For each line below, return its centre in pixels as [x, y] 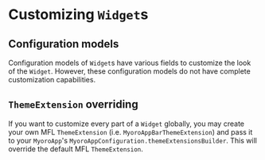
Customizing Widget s [78, 15]
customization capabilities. [52, 80]
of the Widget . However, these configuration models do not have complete [129, 71]
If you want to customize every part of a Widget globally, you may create [127, 124]
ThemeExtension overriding [73, 105]
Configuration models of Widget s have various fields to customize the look [130, 63]
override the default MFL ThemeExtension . [76, 149]
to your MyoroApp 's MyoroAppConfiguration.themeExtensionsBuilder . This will [132, 140]
